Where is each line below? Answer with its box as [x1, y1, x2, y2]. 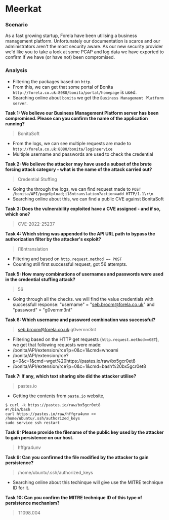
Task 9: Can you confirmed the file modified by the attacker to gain [5, 454, 149, 460]
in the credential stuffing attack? [5, 276, 75, 282]
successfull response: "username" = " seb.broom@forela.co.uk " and [12, 301, 155, 307]
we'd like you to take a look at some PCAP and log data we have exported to [5, 49, 164, 55]
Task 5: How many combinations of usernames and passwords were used [5, 271, 163, 277]
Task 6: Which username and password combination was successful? [5, 317, 156, 323]
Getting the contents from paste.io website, [12, 393, 105, 399]
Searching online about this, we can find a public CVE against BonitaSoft [12, 196, 164, 202]
